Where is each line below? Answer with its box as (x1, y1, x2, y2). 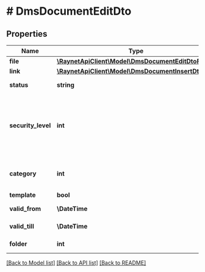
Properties (6, 29, 48, 39)
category (9, 169, 37, 178)
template (9, 191, 36, 199)
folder (9, 240, 27, 248)
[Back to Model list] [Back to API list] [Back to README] (6, 259, 146, 266)
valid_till (9, 222, 35, 230)
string (57, 81, 75, 89)
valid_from (9, 205, 41, 213)
